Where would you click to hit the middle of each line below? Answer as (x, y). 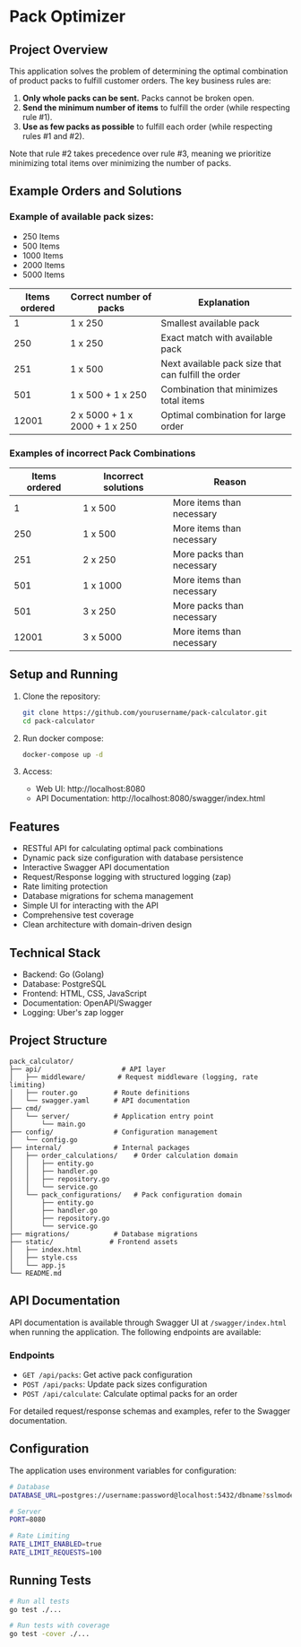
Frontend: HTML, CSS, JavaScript (85, 994)
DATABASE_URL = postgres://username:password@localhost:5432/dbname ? (138, 1495)
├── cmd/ (26, 1108)
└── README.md (36, 1273)
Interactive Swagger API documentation (96, 867)
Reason (230, 482)
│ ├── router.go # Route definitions (100, 1093)
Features (34, 827)
